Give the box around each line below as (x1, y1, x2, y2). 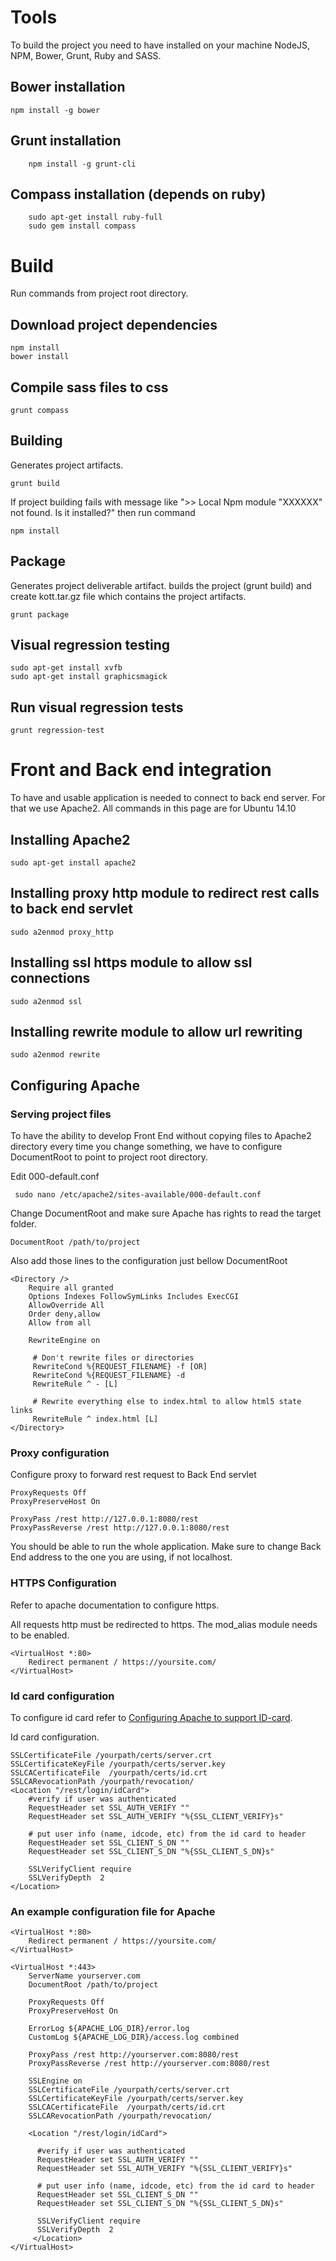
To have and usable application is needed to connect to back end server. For (10, 792, 326, 804)
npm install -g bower (10, 105, 101, 115)
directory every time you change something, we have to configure (10, 1141, 283, 1153)
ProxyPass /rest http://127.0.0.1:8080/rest (10, 1514, 199, 1525)
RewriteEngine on (28, 1336, 101, 1346)
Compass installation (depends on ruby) (10, 186, 267, 203)
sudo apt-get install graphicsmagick (10, 672, 168, 682)
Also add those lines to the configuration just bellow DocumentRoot (10, 1255, 288, 1267)
